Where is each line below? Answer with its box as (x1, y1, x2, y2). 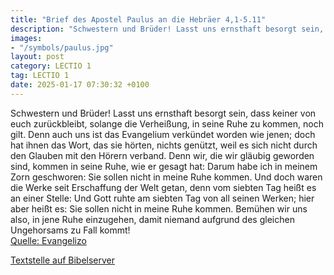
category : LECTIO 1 (10, 61, 92, 71)
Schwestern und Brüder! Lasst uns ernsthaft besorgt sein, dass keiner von (10, 107, 317, 119)
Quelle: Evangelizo (10, 234, 87, 246)
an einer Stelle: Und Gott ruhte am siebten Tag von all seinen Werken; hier (10, 192, 315, 204)
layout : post (10, 52, 65, 62)
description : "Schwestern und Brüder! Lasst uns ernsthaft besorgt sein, (10, 24, 325, 34)
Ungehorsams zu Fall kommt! (10, 224, 131, 236)
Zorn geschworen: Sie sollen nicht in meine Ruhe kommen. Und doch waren (10, 171, 323, 183)
